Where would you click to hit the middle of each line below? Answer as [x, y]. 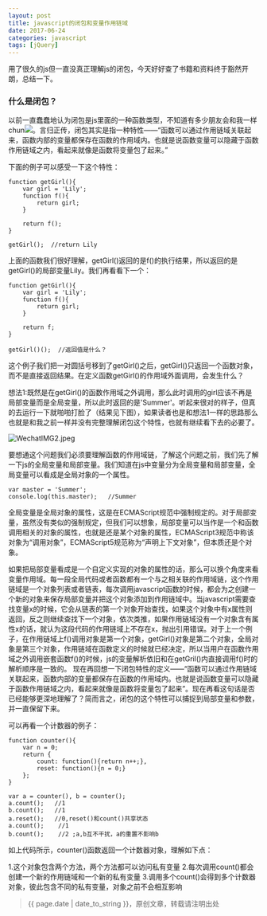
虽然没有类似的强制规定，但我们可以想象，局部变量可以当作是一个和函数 [140, 523]
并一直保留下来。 [36, 709]
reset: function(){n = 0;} [81, 769]
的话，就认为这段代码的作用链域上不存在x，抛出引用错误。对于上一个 [132, 629]
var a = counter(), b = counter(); [67, 797]
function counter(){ [43, 741]
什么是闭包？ [33, 102]
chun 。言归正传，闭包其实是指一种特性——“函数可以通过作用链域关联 [126, 130]
